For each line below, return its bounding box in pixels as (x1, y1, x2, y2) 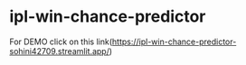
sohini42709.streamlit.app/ (9, 45, 110, 56)
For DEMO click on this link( (9, 36, 113, 47)
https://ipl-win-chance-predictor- (111, 36, 237, 47)
